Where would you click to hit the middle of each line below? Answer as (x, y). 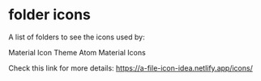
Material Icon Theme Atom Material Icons (77, 52)
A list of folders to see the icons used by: (77, 37)
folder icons (50, 15)
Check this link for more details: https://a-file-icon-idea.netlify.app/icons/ (130, 68)
